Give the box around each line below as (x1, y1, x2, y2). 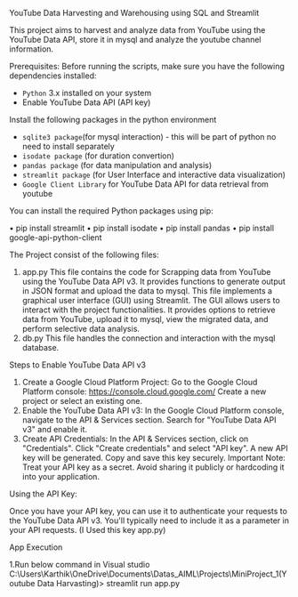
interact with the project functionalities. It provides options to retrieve (21, 304, 276, 315)
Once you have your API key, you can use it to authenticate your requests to (9, 506, 287, 516)
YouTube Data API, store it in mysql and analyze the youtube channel (9, 35, 262, 44)
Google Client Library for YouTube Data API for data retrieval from (21, 179, 270, 190)
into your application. (21, 472, 101, 481)
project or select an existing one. (21, 396, 143, 406)
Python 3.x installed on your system (21, 88, 152, 98)
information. (9, 44, 54, 54)
